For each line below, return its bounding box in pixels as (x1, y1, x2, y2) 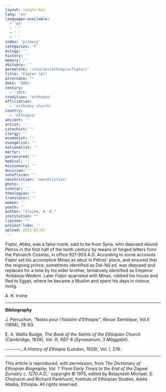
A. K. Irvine (5, 292, 28, 299)
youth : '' (5, 204, 26, 210)
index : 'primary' (5, 39, 41, 44)
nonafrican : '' (5, 172, 37, 178)
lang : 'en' (5, 12, 28, 17)
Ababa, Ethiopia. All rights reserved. (5, 381, 79, 387)
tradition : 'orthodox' (5, 94, 52, 99)
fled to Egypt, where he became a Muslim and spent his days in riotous (5, 277, 150, 284)
